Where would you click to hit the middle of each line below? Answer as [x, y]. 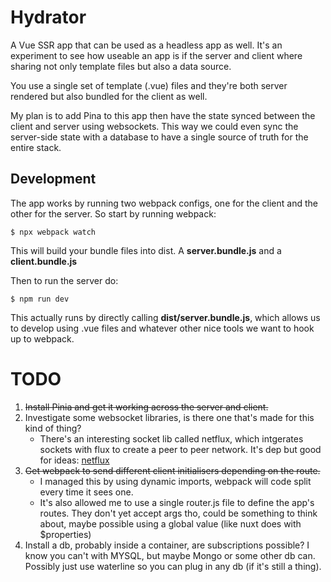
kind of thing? [53, 428]
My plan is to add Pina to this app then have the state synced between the [163, 115]
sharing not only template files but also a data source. [121, 66]
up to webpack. [42, 338]
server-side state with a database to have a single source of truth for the [159, 137]
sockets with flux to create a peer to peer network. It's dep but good [180, 449]
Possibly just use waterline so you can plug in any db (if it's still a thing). [173, 566]
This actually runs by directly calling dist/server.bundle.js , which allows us [165, 317]
